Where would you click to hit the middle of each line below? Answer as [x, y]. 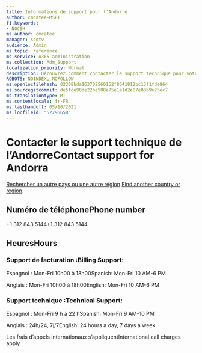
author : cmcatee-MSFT [33, 17]
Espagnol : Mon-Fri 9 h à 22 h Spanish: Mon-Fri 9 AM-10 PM [80, 314]
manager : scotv [25, 40]
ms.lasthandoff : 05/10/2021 [41, 107]
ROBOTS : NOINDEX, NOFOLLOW [40, 79]
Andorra [28, 167]
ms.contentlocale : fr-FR [37, 101]
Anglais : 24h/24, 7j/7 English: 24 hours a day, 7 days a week [81, 325]
